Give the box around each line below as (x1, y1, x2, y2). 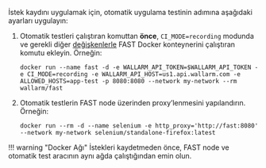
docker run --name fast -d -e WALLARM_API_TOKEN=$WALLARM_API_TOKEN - (19, 63, 259, 71)
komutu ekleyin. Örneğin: (19, 48, 102, 57)
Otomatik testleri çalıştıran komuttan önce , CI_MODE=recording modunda (19, 32, 254, 40)
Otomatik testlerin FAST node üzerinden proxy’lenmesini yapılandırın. (19, 98, 246, 107)
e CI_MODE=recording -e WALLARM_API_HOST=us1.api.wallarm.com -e (19, 71, 241, 78)
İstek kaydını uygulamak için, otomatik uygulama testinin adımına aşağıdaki (8, 8, 253, 17)
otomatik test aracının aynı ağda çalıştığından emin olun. (8, 151, 192, 160)
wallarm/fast (19, 84, 64, 92)
